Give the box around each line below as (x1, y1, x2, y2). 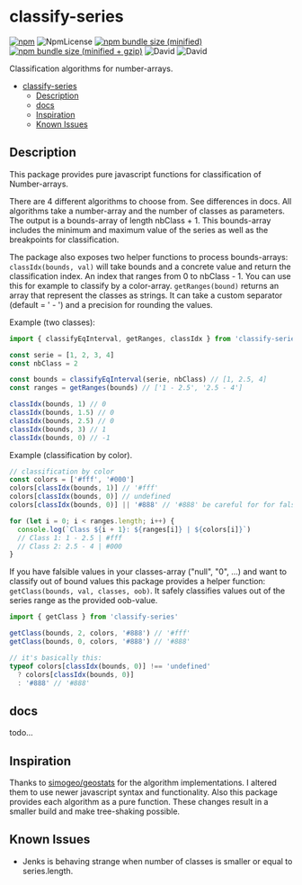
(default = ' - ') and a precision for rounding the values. (9, 299, 213, 310)
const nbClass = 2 (9, 358, 78, 368)
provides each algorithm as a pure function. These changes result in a (9, 797, 269, 807)
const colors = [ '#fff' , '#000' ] (9, 475, 135, 484)
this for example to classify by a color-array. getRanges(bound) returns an (9, 280, 280, 291)
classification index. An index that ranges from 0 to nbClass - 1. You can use (9, 270, 292, 281)
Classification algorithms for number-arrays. (9, 63, 173, 74)
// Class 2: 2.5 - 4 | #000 (17, 542, 123, 551)
